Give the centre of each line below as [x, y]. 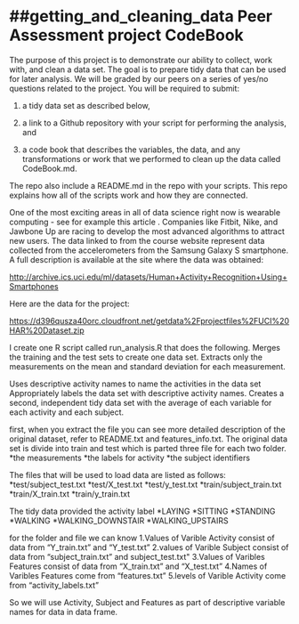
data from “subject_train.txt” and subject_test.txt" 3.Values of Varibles [137, 556]
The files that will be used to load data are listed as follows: [118, 474]
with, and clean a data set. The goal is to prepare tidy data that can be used [148, 69]
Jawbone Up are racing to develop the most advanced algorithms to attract [147, 231]
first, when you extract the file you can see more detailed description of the [148, 429]
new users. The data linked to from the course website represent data [137, 240]
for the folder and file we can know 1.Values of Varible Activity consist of [142, 538]
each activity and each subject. [67, 412]
